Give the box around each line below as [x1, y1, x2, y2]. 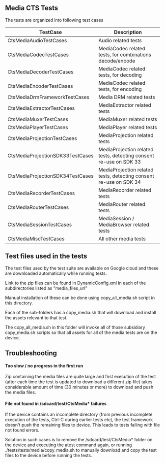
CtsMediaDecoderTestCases [7, 68, 74, 75]
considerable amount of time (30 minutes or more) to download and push [5, 384, 154, 390]
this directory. [5, 300, 33, 306]
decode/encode [98, 57, 136, 64]
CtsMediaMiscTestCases [7, 235, 65, 242]
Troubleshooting [5, 349, 57, 358]
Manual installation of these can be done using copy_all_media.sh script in [5, 295, 155, 300]
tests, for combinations [98, 51, 151, 58]
